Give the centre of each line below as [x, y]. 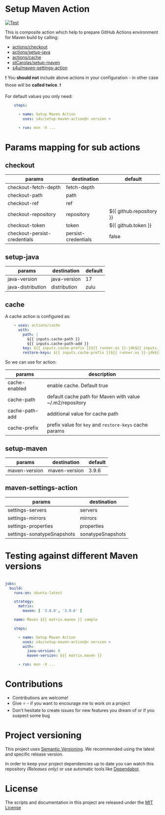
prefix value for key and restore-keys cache [97, 425]
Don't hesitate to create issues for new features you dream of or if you [83, 710]
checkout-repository [32, 215]
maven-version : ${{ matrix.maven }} [64, 656]
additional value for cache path [83, 414]
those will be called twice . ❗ [33, 85]
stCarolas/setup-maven [36, 62]
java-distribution [27, 287]
